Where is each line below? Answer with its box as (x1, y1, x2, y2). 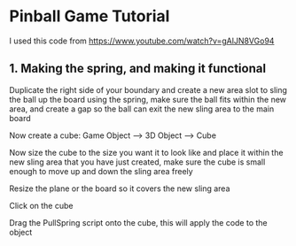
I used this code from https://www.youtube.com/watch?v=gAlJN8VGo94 (9, 35, 275, 46)
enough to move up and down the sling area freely (9, 165, 193, 176)
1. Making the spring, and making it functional (9, 61, 267, 76)
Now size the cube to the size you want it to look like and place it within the (9, 147, 284, 158)
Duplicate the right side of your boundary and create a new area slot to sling (9, 84, 288, 95)
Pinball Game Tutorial (9, 6, 170, 27)
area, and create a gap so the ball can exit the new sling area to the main (9, 104, 275, 114)
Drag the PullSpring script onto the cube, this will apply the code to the (9, 217, 268, 227)
